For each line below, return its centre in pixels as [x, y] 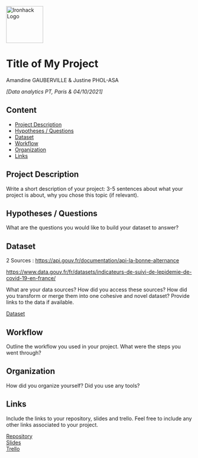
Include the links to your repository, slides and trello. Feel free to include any [99, 418]
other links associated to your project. [52, 424]
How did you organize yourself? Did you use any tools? [73, 385]
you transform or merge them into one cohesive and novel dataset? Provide [98, 296]
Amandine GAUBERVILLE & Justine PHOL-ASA [63, 80]
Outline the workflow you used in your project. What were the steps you [94, 346]
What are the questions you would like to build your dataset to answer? [92, 228]
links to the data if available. [40, 302]
